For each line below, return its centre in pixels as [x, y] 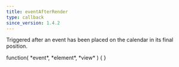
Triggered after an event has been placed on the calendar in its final [90, 40]
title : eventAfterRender [37, 12]
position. [17, 46]
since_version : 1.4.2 [33, 23]
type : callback [25, 17]
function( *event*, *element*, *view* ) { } [56, 58]
